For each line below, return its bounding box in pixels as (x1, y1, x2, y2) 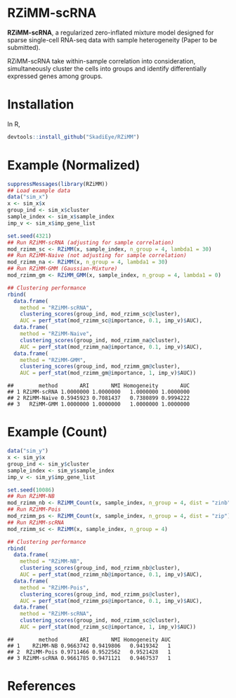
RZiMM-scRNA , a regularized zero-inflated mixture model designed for (7, 28, 214, 37)
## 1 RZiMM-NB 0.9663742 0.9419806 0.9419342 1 (7, 642, 171, 649)
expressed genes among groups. (7, 72, 103, 80)
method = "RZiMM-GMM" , (20, 356, 86, 363)
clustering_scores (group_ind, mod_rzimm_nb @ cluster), (20, 565, 181, 572)
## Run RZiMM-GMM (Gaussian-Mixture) (7, 266, 118, 273)
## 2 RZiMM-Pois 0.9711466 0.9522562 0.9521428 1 (7, 648, 171, 656)
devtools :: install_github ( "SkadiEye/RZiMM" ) (7, 133, 140, 140)
